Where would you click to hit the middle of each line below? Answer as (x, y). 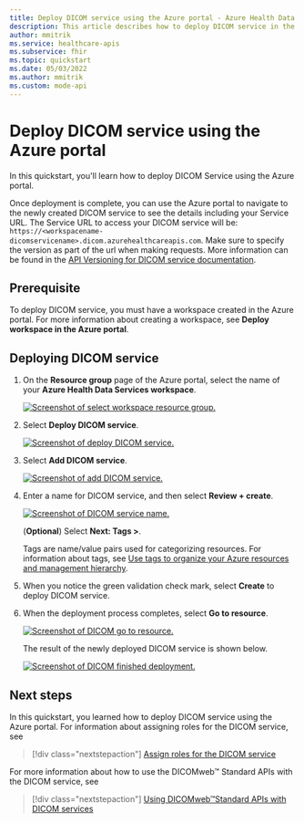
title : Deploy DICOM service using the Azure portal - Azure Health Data (152, 18)
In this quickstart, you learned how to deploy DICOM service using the (141, 717)
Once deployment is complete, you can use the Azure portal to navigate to (149, 203)
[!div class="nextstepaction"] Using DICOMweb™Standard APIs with (159, 799)
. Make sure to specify (243, 240)
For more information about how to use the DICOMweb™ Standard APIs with (151, 771)
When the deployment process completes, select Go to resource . (145, 613)
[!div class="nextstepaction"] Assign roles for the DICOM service (153, 754)
